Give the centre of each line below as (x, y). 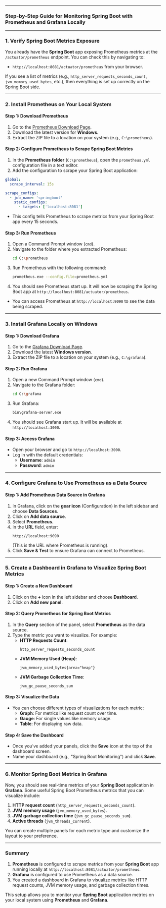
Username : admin (37, 460)
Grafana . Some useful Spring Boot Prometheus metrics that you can (75, 790)
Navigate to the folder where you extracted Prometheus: (69, 249)
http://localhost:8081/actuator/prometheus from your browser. (78, 66)
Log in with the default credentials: (47, 455)
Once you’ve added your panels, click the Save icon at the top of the (82, 746)
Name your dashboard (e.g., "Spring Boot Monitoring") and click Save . (84, 757)
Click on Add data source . (39, 516)
